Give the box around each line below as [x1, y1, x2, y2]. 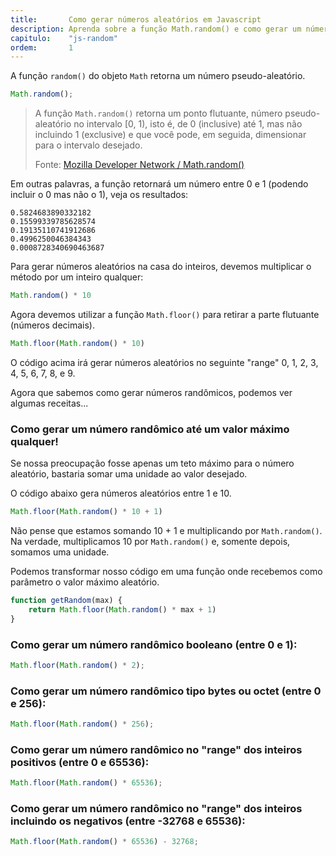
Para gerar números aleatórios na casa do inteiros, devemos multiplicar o [10, 261, 312, 273]
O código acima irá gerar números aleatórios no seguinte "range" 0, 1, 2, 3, [10, 356, 319, 368]
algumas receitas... [10, 397, 89, 409]
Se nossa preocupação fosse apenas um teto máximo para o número [10, 457, 295, 470]
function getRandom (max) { [10, 596, 123, 606]
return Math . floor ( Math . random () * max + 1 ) [28, 604, 217, 615]
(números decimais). [10, 319, 96, 331]
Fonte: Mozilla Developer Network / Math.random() [34, 159, 245, 171]
